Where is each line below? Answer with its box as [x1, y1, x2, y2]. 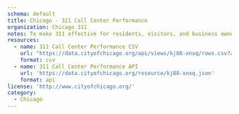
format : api [20, 76, 55, 84]
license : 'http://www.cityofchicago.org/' [7, 83, 135, 90]
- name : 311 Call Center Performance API [14, 63, 139, 70]
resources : [7, 37, 40, 44]
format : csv [20, 57, 55, 64]
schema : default [7, 10, 55, 18]
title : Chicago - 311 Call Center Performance [7, 17, 148, 24]
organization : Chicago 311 [7, 23, 87, 30]
